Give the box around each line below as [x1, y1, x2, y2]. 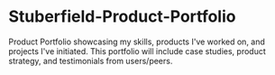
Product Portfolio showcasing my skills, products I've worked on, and [8, 36, 265, 47]
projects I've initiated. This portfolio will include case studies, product [8, 45, 267, 56]
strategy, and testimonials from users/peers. [8, 55, 173, 66]
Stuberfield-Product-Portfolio [8, 6, 236, 27]
